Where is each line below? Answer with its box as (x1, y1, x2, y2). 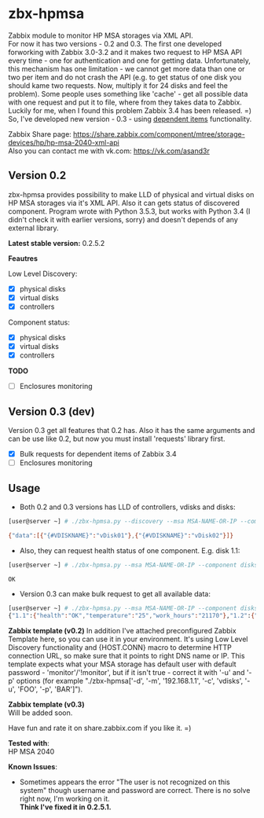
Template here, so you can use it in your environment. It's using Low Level (8, 634, 248, 644)
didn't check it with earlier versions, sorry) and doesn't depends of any (8, 215, 238, 224)
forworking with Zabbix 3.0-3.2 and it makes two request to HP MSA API (8, 47, 242, 57)
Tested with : (8, 739, 49, 748)
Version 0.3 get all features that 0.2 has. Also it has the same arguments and (8, 426, 255, 435)
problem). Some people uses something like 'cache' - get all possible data (8, 89, 248, 98)
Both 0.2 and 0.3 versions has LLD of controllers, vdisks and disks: (19, 502, 236, 512)
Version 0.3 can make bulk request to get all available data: (19, 589, 211, 599)
